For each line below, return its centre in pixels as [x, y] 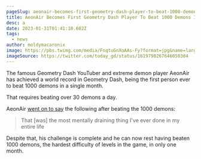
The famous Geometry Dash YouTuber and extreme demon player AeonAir [98, 73]
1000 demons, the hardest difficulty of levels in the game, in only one [91, 144]
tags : [13, 34]
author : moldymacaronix [36, 45]
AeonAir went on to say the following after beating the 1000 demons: [91, 108]
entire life [33, 126]
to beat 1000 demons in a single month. [55, 85]
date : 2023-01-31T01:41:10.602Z [46, 28]
